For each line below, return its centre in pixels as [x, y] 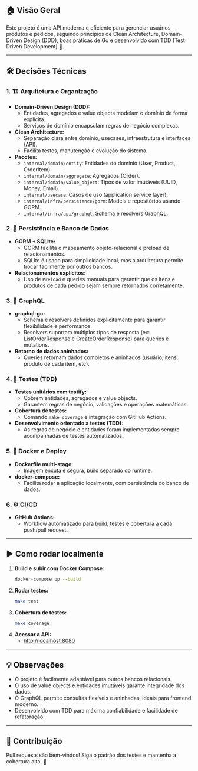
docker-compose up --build [48, 579]
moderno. [27, 704]
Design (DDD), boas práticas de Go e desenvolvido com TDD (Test [104, 40]
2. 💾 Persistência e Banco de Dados [57, 229]
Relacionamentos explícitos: [50, 273]
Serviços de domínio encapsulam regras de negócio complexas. [101, 125]
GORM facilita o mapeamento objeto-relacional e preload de [96, 248]
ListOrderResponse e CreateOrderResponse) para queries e [96, 339]
